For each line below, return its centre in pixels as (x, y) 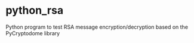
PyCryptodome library (33, 33)
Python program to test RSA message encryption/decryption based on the (97, 27)
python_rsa (35, 10)
